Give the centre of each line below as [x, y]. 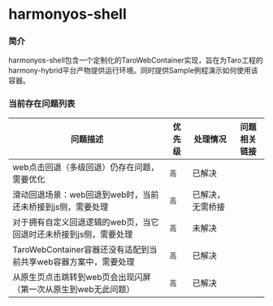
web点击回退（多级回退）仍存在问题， [86, 167]
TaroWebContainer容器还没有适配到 [81, 249]
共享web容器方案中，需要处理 [78, 261]
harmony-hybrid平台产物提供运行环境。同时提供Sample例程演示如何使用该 [133, 71]
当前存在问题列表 [42, 104]
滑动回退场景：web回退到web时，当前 [86, 195]
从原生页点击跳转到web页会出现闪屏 [82, 277]
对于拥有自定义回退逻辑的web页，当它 [86, 222]
